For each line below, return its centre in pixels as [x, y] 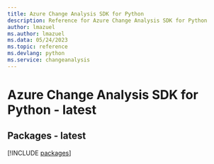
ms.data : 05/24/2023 [38, 40]
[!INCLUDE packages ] [39, 153]
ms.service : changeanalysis [49, 60]
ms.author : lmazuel [36, 34]
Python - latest [52, 110]
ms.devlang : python [36, 54]
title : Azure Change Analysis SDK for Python [75, 14]
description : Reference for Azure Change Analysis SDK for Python [107, 20]
